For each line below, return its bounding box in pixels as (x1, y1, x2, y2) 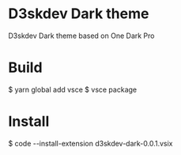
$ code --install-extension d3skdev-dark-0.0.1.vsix (8, 138, 173, 148)
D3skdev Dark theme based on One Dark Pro (8, 31, 155, 40)
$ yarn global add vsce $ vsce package (8, 85, 137, 94)
